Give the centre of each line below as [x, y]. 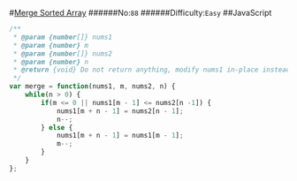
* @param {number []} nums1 [63, 37]
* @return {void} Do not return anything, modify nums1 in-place [136, 70]
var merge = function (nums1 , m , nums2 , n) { [92, 87]
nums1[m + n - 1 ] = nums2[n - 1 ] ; [120, 111]
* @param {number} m [51, 45]
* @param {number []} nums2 [63, 53]
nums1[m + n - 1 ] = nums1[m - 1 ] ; [120, 136]
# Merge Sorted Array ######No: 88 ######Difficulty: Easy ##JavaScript [141, 13]
